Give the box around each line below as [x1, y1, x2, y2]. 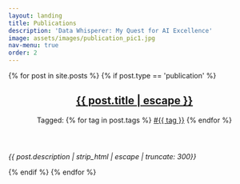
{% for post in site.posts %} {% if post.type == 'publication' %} [8, 71, 217, 80]
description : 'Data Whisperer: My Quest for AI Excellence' [8, 26, 214, 34]
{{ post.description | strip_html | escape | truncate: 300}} [8, 151, 197, 161]
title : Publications [8, 19, 78, 27]
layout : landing [8, 11, 62, 20]
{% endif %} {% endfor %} [8, 167, 97, 177]
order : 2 [8, 49, 38, 57]
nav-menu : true [8, 42, 59, 50]
